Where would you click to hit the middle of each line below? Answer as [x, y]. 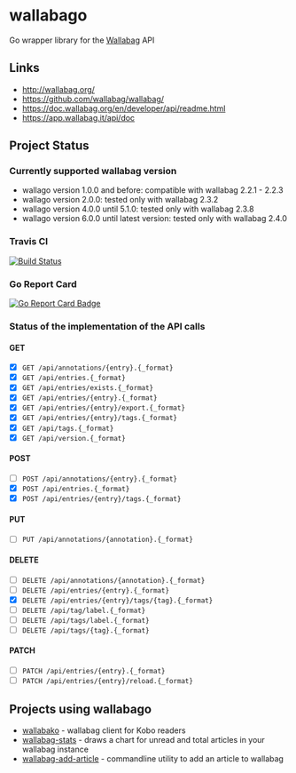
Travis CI [29, 242]
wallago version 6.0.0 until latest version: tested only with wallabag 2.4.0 [155, 219]
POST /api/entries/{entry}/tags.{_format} [101, 498]
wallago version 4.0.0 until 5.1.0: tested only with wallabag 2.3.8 [138, 209]
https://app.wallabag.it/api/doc [78, 117]
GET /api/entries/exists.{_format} [88, 388]
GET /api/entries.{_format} [74, 379]
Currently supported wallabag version [93, 171]
